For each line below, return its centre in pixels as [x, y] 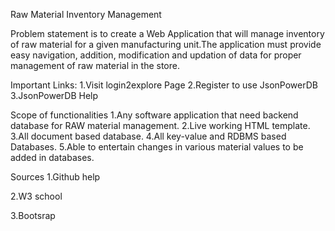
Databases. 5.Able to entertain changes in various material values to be [157, 147]
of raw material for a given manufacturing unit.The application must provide [166, 44]
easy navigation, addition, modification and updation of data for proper [156, 55]
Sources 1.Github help [55, 177]
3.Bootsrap [33, 215]
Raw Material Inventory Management [86, 14]
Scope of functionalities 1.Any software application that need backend [154, 115]
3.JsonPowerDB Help [54, 95]
